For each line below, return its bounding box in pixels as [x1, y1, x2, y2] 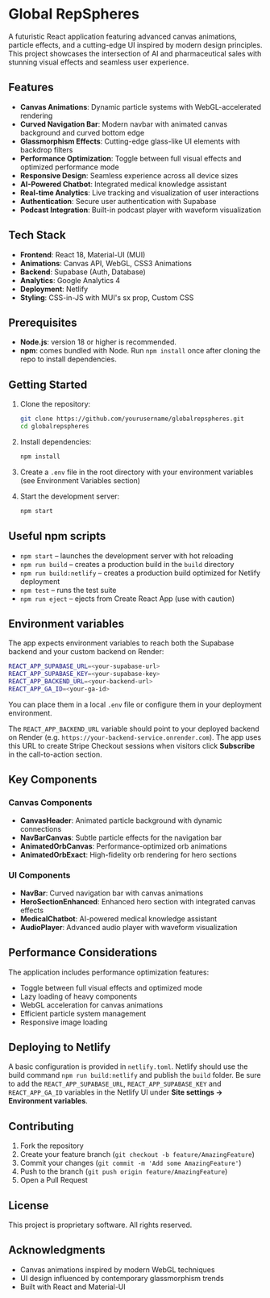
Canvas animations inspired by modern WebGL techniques [19, 1264, 215, 1275]
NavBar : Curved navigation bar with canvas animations [19, 888, 204, 898]
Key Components [8, 773, 98, 787]
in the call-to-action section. [8, 749, 102, 759]
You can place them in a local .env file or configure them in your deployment [8, 699, 262, 709]
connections [19, 824, 62, 833]
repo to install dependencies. [19, 354, 117, 364]
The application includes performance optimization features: [8, 967, 210, 977]
